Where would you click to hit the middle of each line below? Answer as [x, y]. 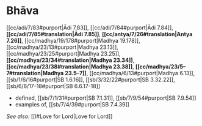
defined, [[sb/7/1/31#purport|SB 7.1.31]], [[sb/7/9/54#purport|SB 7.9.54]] [106, 98]
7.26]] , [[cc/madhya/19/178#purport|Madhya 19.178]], [73, 40]
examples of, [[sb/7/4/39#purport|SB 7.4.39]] [72, 104]
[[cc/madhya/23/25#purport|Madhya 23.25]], [63, 53]
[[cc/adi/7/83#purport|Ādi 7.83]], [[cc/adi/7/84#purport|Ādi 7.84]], [90, 28]
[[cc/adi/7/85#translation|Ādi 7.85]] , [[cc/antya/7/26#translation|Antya [99, 34]
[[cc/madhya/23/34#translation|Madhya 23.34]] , [70, 60]
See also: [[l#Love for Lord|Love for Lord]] [60, 116]
